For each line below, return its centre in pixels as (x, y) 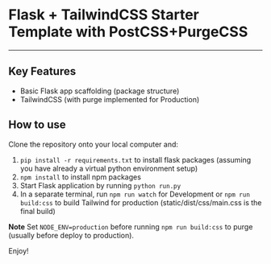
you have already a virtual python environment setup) (109, 168)
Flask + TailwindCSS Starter (104, 15)
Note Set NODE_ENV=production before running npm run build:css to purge (131, 226)
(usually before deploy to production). (71, 235)
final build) (38, 211)
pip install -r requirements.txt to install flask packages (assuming (135, 159)
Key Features (42, 71)
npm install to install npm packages (80, 177)
